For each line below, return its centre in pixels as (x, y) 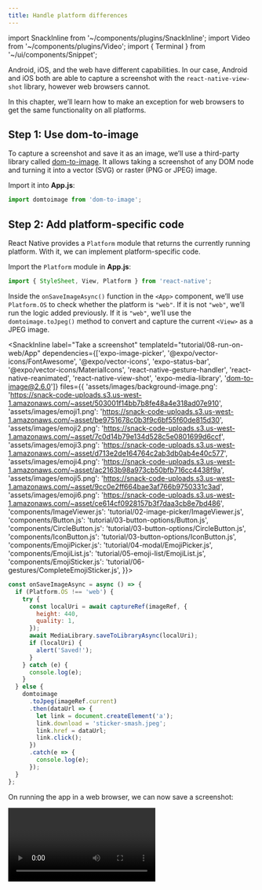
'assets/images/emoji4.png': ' (56, 461)
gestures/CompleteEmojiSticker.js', (64, 570)
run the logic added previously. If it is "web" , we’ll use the (100, 313)
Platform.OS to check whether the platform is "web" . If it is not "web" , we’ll (126, 304)
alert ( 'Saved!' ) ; (64, 650)
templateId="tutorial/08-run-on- (191, 345)
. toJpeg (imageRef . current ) (73, 701)
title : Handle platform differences (68, 15)
